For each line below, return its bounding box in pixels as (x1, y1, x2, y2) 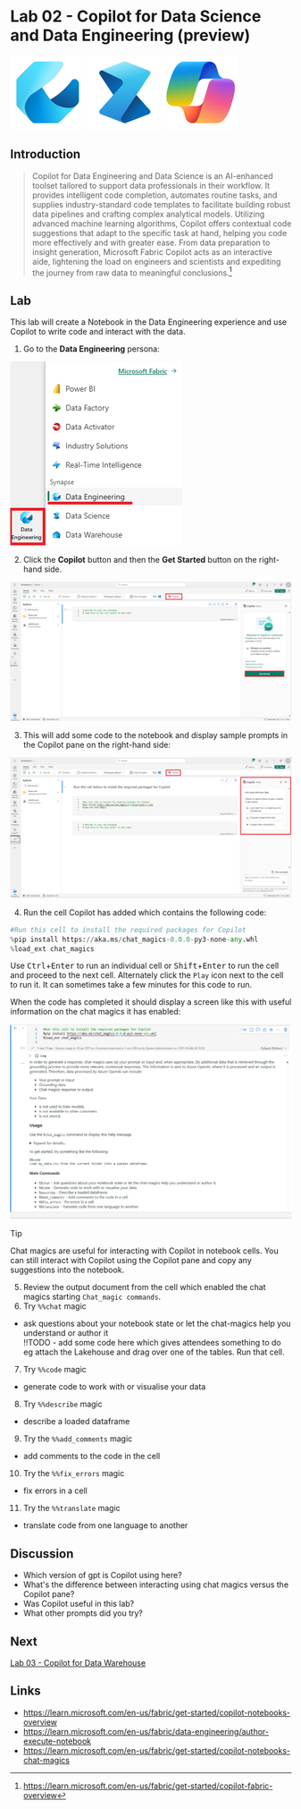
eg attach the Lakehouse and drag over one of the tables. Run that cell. (22, 1346, 285, 1357)
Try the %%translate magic (22, 1503, 121, 1514)
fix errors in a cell (22, 1485, 88, 1496)
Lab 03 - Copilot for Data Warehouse (10, 1657, 146, 1668)
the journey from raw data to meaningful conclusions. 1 (31, 266, 232, 278)
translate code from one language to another (22, 1520, 188, 1531)
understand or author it (22, 1328, 109, 1338)
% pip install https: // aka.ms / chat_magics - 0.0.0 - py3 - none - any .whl (10, 935, 258, 944)
